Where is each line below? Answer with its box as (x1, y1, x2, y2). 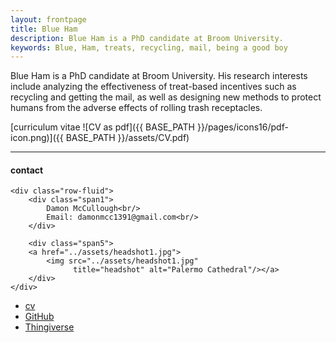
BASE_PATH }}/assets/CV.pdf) (65, 132, 190, 144)
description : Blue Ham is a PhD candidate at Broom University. (10, 33, 284, 43)
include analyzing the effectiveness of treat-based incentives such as (10, 81, 297, 93)
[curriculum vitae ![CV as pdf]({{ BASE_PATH (10, 121, 195, 133)
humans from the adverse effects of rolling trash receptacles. (10, 102, 263, 114)
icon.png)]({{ (10, 132, 64, 144)
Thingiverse (24, 321, 75, 333)
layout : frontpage (10, 14, 87, 25)
